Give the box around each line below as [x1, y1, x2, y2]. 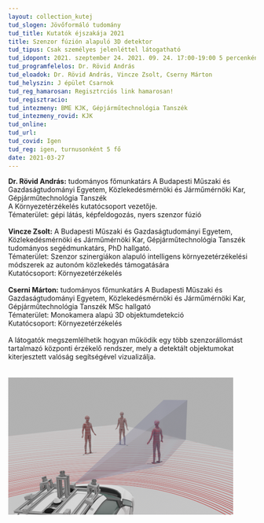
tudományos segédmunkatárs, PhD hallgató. [8, 243, 152, 252]
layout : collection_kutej [8, 13, 93, 20]
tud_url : [8, 129, 37, 137]
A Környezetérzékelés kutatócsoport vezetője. [8, 201, 158, 211]
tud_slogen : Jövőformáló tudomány [8, 20, 122, 29]
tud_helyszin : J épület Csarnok [8, 79, 114, 87]
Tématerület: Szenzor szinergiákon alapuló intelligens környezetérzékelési [8, 252, 247, 261]
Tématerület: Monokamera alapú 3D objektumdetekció [8, 310, 185, 319]
